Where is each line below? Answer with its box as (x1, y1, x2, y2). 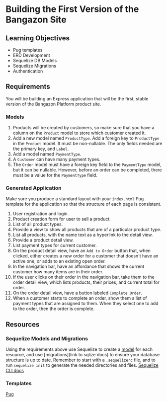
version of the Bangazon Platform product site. (5, 101, 101, 107)
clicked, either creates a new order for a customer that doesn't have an (12, 253, 159, 259)
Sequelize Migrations (12, 63, 57, 69)
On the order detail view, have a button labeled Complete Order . (12, 290, 142, 296)
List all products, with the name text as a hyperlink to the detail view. (12, 232, 153, 238)
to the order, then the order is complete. (12, 306, 95, 312)
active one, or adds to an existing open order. (12, 258, 106, 264)
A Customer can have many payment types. (12, 157, 101, 162)
